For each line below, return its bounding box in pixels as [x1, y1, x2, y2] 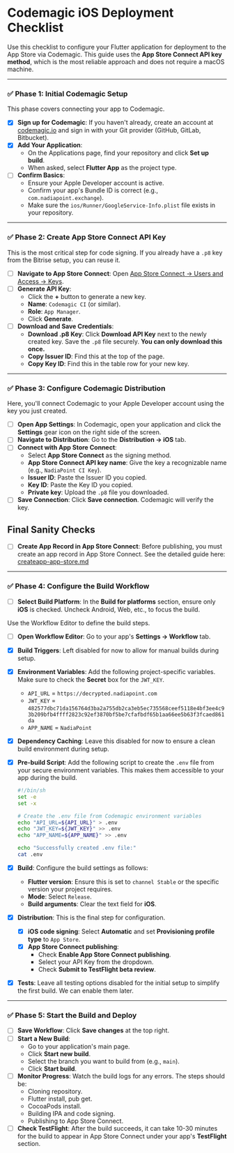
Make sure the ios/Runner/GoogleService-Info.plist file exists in [27, 201, 216, 210]
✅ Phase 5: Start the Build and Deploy [7, 1011, 137, 1021]
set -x [17, 800, 37, 807]
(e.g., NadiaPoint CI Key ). [27, 466, 102, 475]
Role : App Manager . [27, 307, 81, 315]
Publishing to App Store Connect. [27, 1117, 124, 1125]
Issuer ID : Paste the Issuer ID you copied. [27, 473, 148, 482]
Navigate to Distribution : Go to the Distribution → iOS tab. [17, 436, 187, 444]
